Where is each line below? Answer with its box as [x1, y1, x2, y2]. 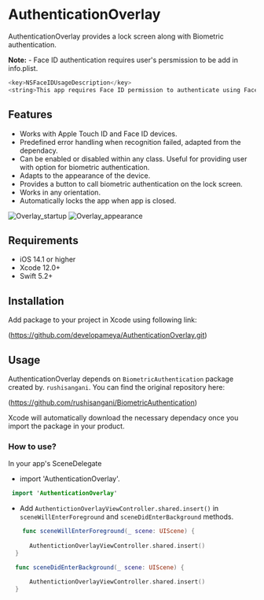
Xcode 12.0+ [19, 263, 61, 272]
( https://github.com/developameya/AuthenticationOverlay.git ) [8, 331, 207, 340]
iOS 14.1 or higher [19, 254, 76, 265]
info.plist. [8, 63, 38, 72]
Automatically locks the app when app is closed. [19, 195, 177, 206]
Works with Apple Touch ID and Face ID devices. [19, 128, 178, 139]
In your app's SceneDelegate [8, 459, 102, 469]
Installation [8, 294, 64, 308]
